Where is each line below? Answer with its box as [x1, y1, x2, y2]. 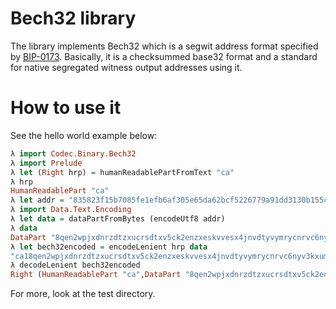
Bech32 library [10, 7, 137, 30]
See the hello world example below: [10, 129, 158, 141]
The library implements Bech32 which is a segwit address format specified [10, 40, 319, 52]
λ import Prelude [10, 158, 83, 168]
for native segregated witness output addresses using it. [10, 61, 243, 73]
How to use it [10, 97, 122, 119]
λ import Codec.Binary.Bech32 [10, 148, 137, 159]
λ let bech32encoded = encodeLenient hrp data [10, 242, 208, 252]
